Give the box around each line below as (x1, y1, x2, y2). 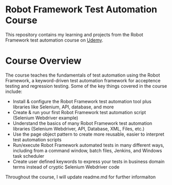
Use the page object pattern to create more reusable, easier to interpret (12, 131, 164, 137)
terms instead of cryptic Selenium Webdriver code (12, 163, 120, 170)
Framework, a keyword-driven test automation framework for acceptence (5, 77, 161, 83)
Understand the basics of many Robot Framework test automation (12, 120, 152, 126)
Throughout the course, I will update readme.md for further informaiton (5, 174, 156, 180)
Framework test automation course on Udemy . (5, 37, 104, 43)
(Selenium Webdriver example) (12, 115, 79, 121)
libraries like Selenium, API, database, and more (12, 104, 114, 110)
